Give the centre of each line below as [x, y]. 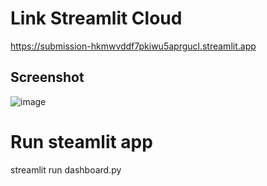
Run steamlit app [81, 141]
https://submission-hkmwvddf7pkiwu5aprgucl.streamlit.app [133, 46]
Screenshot [47, 77]
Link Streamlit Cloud [96, 18]
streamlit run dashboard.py [66, 169]
